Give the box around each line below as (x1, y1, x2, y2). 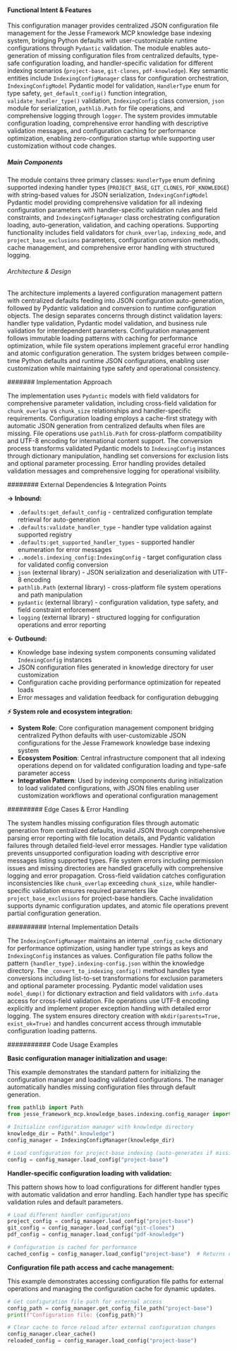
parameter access (17, 769, 71, 778)
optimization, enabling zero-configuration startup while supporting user (7, 134, 215, 143)
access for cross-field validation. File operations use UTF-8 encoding (7, 996, 209, 1005)
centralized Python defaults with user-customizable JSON (17, 731, 187, 740)
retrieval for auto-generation (17, 515, 100, 524)
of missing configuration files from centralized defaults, (39, 52, 202, 60)
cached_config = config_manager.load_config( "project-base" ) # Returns (7, 1250, 226, 1258)
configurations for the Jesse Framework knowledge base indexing (17, 739, 210, 747)
